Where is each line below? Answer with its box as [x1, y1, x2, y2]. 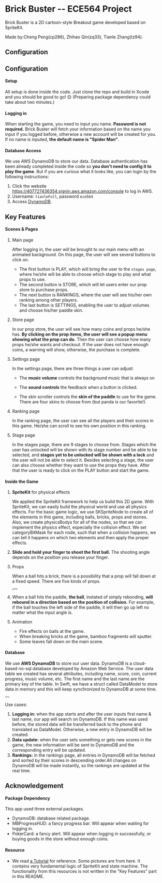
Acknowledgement [5, 782, 64, 790]
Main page [12, 237, 34, 243]
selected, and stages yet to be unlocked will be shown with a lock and [12, 452, 154, 458]
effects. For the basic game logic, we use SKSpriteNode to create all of [12, 509, 153, 515]
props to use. [19, 276, 46, 282]
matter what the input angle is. [12, 610, 73, 615]
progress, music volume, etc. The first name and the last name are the [5, 675, 145, 682]
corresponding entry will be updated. [12, 747, 86, 753]
